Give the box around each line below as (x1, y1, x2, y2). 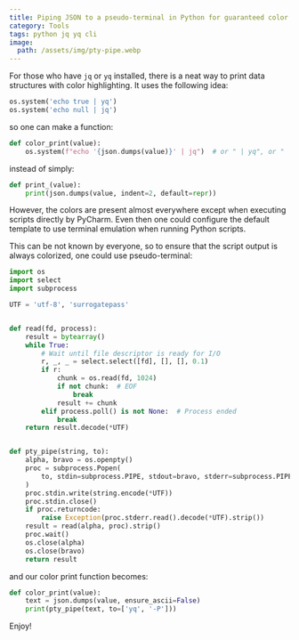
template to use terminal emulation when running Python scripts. (9, 223, 246, 234)
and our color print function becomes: (9, 571, 149, 581)
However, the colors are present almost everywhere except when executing (9, 205, 287, 215)
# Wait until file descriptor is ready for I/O (41, 349, 221, 358)
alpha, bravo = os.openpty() (25, 456, 133, 465)
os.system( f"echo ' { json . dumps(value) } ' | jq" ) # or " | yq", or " (25, 147, 285, 156)
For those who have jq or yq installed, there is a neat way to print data (9, 70, 265, 81)
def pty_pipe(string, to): (9, 447, 109, 457)
